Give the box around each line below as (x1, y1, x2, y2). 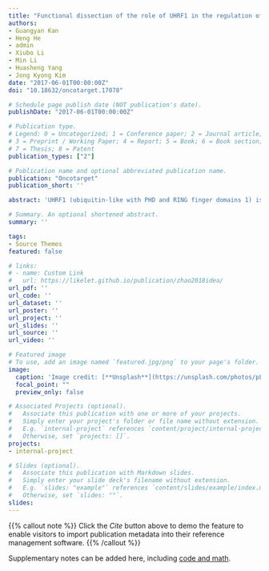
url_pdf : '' (8, 284, 48, 292)
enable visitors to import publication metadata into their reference (8, 529, 225, 539)
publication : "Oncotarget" (8, 174, 98, 183)
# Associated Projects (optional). (8, 402, 127, 411)
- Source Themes (8, 239, 62, 248)
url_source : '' (8, 329, 59, 337)
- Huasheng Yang (8, 64, 62, 72)
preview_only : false (15, 388, 84, 396)
